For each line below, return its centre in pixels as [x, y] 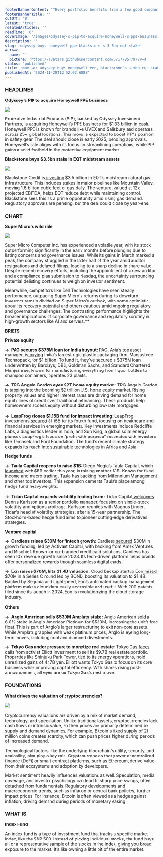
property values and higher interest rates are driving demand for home [76, 395]
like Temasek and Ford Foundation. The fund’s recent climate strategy [75, 442]
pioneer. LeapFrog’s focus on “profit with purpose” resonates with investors [81, 437]
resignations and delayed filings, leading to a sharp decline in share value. [79, 266]
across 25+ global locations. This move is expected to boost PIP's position [79, 134]
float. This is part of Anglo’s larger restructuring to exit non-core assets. [77, 627]
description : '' [21, 41]
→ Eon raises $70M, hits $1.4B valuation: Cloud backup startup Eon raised [81, 571]
